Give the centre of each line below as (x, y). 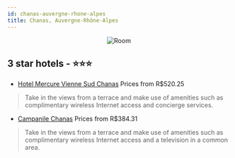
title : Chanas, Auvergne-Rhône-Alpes (63, 20)
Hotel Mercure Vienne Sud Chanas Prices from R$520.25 (101, 84)
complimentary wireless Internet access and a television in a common (126, 140)
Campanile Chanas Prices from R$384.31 (78, 119)
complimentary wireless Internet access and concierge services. (119, 105)
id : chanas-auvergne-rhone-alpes (57, 14)
